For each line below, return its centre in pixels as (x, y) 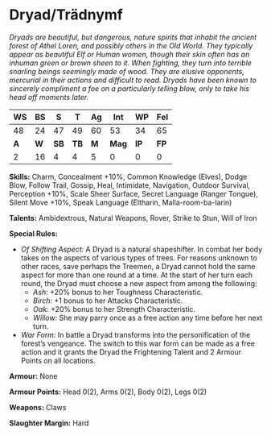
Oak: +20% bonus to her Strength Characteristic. (114, 309)
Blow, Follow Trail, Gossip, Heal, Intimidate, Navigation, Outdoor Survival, (130, 185)
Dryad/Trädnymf (66, 15)
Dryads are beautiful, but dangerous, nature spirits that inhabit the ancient (133, 37)
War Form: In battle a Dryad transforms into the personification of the (135, 334)
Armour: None (34, 376)
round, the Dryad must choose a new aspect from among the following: (139, 283)
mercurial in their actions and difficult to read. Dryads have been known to (133, 80)
